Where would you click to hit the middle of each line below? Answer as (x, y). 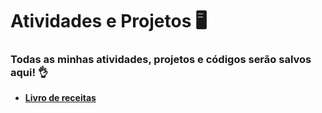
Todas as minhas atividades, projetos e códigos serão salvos (161, 60)
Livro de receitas (60, 98)
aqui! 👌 (29, 73)
